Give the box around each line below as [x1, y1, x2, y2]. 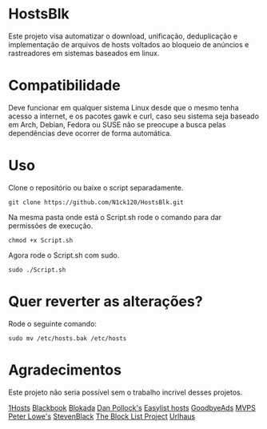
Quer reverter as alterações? [8, 293, 203, 311]
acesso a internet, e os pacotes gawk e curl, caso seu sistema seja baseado [8, 111, 260, 121]
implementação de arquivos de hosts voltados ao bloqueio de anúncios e [8, 39, 249, 49]
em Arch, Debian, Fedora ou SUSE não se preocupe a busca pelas [8, 119, 226, 129]
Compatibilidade [8, 77, 122, 94]
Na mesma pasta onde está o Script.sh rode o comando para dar [8, 212, 222, 222]
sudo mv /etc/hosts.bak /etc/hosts [8, 334, 127, 343]
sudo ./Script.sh [8, 266, 66, 274]
